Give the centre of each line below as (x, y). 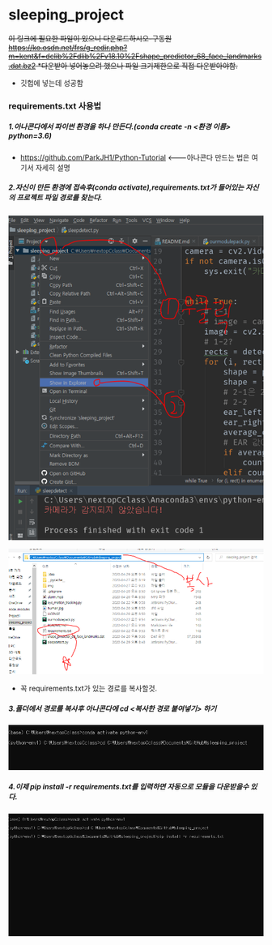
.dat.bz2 (22, 66)
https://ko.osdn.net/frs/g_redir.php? (68, 47)
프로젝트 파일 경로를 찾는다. (59, 198)
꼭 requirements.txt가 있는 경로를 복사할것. (89, 688)
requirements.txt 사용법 (55, 105)
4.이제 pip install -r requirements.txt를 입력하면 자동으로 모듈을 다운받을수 (129, 787)
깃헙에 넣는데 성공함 (51, 83)
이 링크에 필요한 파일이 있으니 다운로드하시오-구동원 (90, 38)
